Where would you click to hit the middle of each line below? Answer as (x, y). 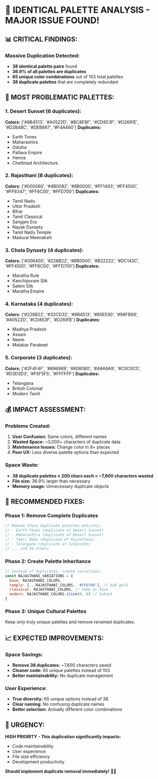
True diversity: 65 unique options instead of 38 (60, 699)
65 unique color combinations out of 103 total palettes (68, 77)
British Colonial (27, 388)
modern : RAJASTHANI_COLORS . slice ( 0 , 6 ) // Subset (61, 594)
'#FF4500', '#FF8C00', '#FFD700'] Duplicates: (52, 266)
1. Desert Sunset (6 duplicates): (43, 111)
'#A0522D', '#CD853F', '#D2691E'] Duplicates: (53, 320)
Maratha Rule (25, 276)
